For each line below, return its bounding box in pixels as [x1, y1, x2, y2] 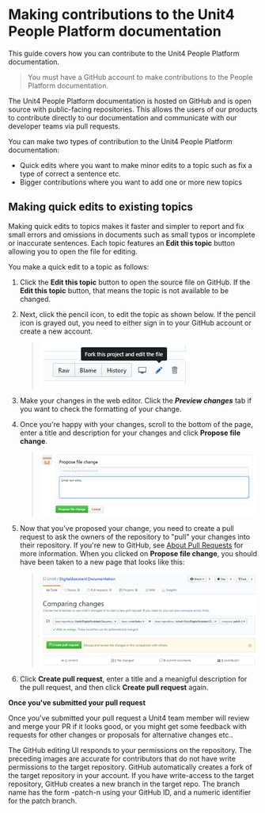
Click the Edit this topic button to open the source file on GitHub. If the [19, 277, 251, 287]
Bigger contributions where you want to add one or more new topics [19, 177, 243, 187]
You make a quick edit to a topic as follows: [8, 261, 150, 271]
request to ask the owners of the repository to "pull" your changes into [19, 532, 251, 541]
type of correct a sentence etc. [19, 169, 121, 178]
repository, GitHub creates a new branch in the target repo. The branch [8, 779, 240, 788]
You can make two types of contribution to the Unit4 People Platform [8, 136, 233, 146]
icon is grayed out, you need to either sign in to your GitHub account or [19, 318, 252, 327]
